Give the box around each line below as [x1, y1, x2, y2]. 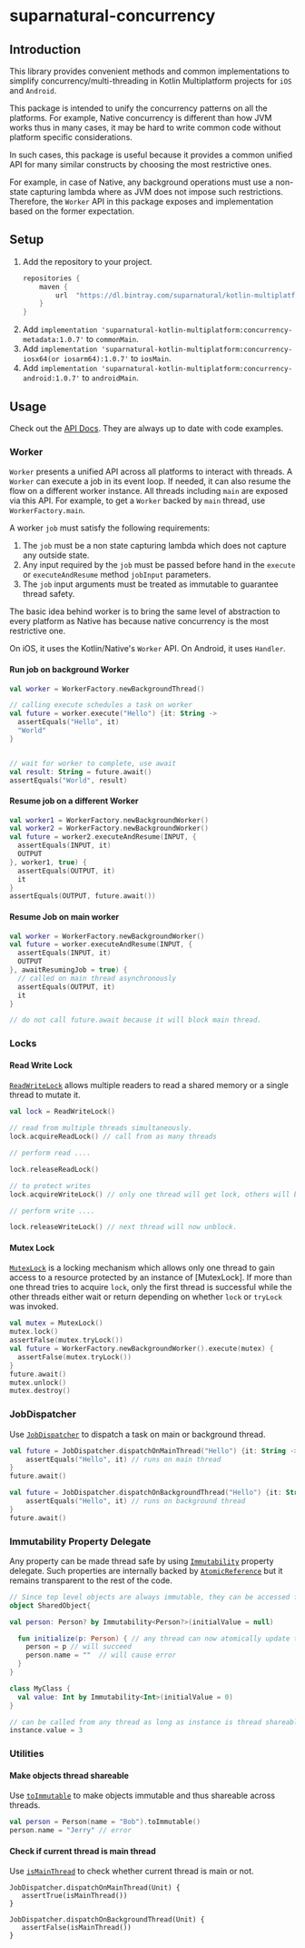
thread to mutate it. [9, 1089, 81, 1101]
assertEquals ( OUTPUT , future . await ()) [9, 892, 156, 901]
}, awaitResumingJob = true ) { [9, 965, 128, 974]
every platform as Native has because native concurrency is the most [9, 616, 270, 627]
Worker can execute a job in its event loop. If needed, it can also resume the [9, 476, 291, 487]
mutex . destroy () [9, 1387, 71, 1396]
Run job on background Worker [9, 663, 130, 674]
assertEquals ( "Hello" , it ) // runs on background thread [25, 1497, 246, 1506]
